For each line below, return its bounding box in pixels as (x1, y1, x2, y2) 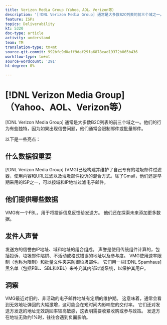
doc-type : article (5, 31, 44, 36)
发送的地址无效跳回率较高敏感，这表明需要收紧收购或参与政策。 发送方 (14, 308, 160, 314)
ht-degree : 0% (5, 63, 35, 68)
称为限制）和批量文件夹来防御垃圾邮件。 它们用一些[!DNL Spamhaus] (18, 259, 162, 265)
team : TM (5, 40, 24, 45)
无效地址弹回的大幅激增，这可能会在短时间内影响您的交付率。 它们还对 (9, 302, 156, 308)
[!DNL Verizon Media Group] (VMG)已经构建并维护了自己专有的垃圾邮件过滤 (5, 166, 162, 172)
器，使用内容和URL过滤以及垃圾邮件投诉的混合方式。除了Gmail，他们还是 (5, 173, 157, 179)
